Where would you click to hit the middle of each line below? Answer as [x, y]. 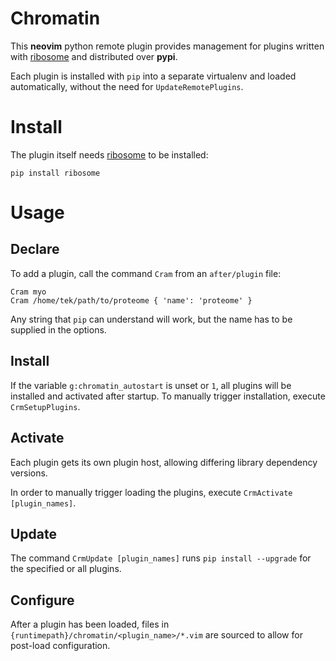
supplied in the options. [58, 329]
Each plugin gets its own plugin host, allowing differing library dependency [164, 462]
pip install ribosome [55, 173]
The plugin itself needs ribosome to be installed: [109, 154]
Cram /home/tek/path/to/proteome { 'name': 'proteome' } [131, 300]
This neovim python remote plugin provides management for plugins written [167, 46]
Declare [35, 249]
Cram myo [28, 292]
